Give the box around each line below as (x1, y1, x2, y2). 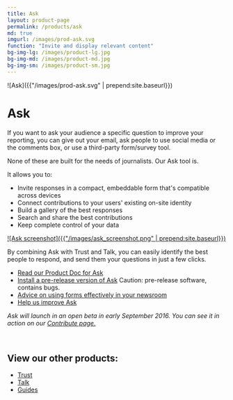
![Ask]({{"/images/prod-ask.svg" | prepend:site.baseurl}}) (7, 81, 173, 89)
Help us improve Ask (17, 298, 77, 306)
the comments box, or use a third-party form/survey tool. (7, 143, 171, 152)
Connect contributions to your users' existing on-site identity (17, 198, 192, 207)
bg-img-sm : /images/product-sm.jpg (7, 62, 111, 69)
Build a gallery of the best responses (17, 206, 123, 214)
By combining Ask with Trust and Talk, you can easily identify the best (7, 248, 209, 256)
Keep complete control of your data (17, 221, 120, 229)
